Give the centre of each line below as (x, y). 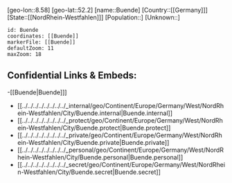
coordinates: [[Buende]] (43, 36)
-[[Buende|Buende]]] (37, 92)
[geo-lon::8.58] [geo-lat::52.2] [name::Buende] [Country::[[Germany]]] (107, 10)
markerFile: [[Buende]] (42, 42)
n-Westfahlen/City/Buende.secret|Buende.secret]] (89, 172)
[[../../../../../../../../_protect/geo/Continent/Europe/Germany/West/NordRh (120, 120)
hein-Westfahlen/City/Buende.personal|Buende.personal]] (100, 157)
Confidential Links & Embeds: (72, 76)
